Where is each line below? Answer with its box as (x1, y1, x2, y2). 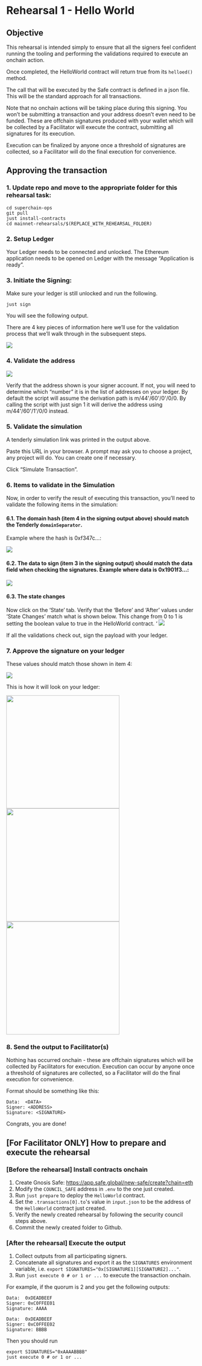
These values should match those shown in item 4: (6, 660, 133, 668)
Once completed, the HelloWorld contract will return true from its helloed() (6, 68, 193, 75)
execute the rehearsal (6, 1147, 90, 1157)
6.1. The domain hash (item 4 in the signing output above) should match (6, 514, 189, 522)
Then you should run (6, 1337, 58, 1345)
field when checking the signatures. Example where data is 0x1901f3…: (6, 566, 189, 573)
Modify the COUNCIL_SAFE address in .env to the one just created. (14, 1186, 175, 1193)
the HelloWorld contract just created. (14, 1204, 107, 1212)
